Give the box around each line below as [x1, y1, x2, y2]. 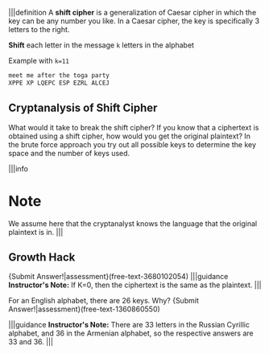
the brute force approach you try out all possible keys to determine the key [8, 139, 256, 149]
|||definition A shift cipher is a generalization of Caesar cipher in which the [8, 8, 257, 17]
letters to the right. [8, 25, 70, 34]
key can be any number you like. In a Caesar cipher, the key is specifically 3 [8, 16, 260, 26]
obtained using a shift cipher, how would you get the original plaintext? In [8, 131, 251, 141]
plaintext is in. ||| [8, 227, 64, 237]
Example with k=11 [8, 56, 70, 65]
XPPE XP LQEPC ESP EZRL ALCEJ [8, 79, 110, 87]
